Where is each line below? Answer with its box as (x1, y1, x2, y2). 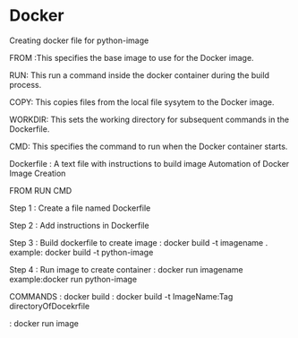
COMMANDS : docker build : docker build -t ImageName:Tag (9, 290, 234, 301)
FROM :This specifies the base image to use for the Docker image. (9, 52, 254, 63)
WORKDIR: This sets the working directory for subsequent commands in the (9, 114, 289, 125)
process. (9, 79, 42, 90)
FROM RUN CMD (9, 185, 72, 195)
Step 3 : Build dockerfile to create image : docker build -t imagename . (9, 237, 268, 247)
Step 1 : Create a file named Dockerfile (9, 203, 151, 213)
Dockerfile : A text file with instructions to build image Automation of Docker (9, 158, 290, 169)
